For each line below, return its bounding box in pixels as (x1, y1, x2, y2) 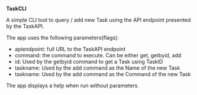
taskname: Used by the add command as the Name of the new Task (14, 64, 180, 71)
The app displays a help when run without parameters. (6, 82, 139, 89)
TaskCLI (6, 5, 27, 12)
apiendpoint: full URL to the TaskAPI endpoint (14, 45, 126, 53)
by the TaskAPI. (6, 23, 44, 30)
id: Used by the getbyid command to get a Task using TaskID (14, 58, 163, 65)
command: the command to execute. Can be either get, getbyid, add (14, 52, 182, 58)
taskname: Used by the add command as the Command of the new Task (14, 71, 191, 77)
